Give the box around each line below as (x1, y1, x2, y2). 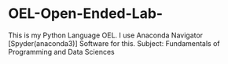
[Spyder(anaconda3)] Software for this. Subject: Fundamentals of (8, 38, 220, 48)
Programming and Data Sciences (8, 47, 116, 56)
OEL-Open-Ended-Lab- (8, 5, 164, 23)
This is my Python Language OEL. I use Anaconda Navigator (8, 30, 203, 40)
